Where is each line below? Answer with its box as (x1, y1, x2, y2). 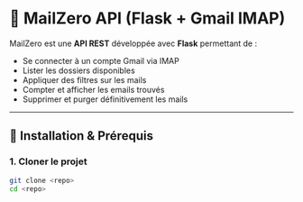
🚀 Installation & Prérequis (9, 128, 153, 143)
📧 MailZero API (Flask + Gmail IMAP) (9, 8, 286, 29)
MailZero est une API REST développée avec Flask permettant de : (9, 38, 258, 49)
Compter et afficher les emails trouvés (22, 84, 165, 95)
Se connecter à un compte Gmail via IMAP (22, 55, 180, 66)
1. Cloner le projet (9, 155, 87, 168)
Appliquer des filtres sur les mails (22, 74, 147, 85)
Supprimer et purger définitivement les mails (22, 94, 188, 105)
